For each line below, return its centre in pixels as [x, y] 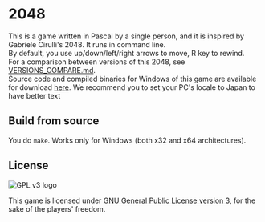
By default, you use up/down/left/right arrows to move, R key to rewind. [126, 53]
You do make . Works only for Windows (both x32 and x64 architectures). [127, 140]
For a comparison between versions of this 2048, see [97, 62]
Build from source [54, 121]
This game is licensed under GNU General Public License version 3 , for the [132, 200]
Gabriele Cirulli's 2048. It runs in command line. [87, 44]
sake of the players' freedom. [57, 208]
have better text [35, 95]
